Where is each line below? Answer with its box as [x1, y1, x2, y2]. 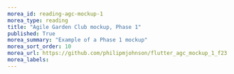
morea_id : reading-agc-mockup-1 [7, 10, 103, 18]
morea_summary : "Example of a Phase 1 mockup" [7, 37, 148, 44]
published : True [7, 30, 55, 37]
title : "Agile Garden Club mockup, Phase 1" [7, 23, 142, 30]
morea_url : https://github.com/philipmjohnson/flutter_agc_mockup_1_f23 [7, 50, 228, 57]
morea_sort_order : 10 [7, 43, 72, 50]
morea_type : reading [7, 17, 69, 24]
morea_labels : [7, 56, 50, 63]
